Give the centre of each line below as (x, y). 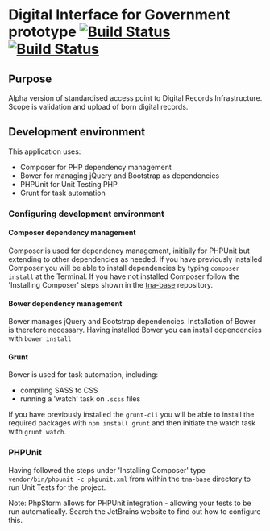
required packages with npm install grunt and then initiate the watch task (132, 423)
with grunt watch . (37, 432)
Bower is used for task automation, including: (83, 375)
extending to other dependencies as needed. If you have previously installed (135, 259)
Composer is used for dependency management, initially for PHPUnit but (129, 251)
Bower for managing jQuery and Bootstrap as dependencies (120, 176)
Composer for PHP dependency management (96, 167)
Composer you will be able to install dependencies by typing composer (124, 268)
